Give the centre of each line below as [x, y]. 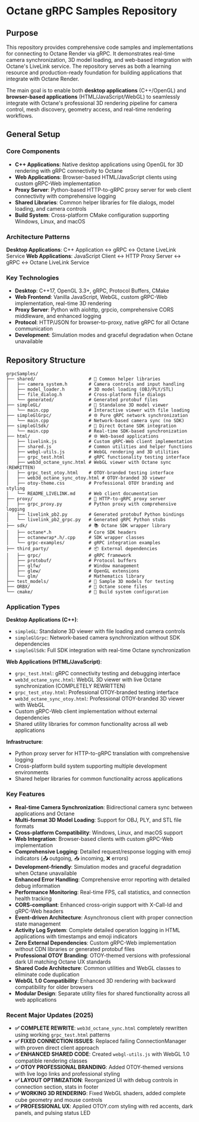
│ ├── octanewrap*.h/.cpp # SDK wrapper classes [75, 538]
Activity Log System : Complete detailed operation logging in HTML [97, 930]
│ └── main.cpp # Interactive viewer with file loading [98, 410]
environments [31, 772]
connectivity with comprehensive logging [65, 196]
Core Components [33, 151]
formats [24, 826]
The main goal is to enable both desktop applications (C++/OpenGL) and [96, 90]
